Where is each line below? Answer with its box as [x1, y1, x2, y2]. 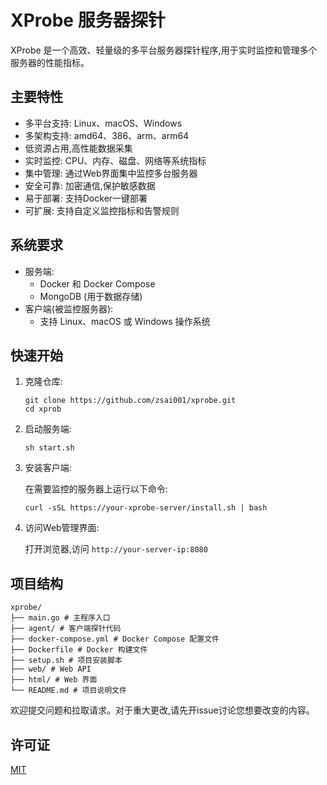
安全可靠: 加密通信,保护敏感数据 [24, 179, 156, 191]
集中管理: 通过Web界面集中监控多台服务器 [24, 167, 198, 179]
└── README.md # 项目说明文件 [10, 686, 127, 696]
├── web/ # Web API [10, 664, 92, 675]
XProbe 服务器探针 [10, 9, 166, 32]
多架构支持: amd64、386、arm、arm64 [24, 129, 190, 141]
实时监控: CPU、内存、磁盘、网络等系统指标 [24, 154, 207, 166]
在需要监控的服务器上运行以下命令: [24, 483, 168, 495]
